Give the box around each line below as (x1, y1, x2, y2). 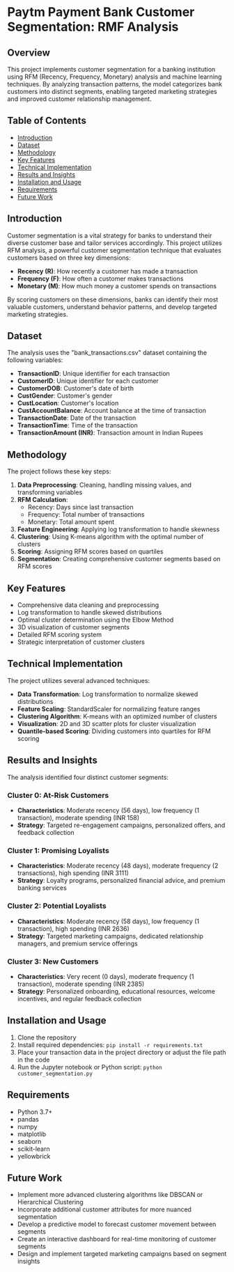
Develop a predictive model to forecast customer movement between (17, 1220, 217, 1229)
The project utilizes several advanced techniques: (7, 676, 150, 684)
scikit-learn (17, 1145, 50, 1153)
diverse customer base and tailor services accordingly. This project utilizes (7, 238, 223, 247)
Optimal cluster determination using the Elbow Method (17, 615, 174, 624)
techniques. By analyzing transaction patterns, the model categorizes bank (7, 80, 223, 88)
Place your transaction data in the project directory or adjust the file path (17, 1048, 226, 1056)
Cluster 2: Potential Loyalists (7, 901, 107, 911)
